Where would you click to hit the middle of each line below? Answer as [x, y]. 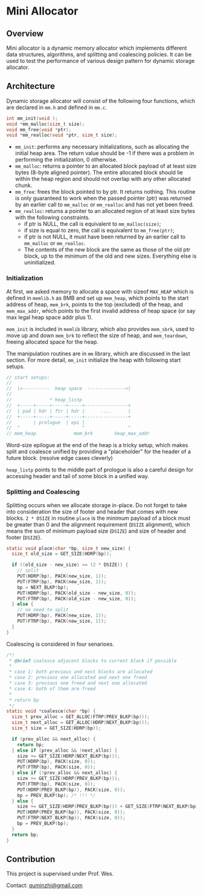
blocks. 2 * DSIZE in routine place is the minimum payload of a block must [98, 518]
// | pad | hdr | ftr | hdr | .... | [69, 411]
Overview [25, 34]
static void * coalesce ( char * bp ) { [51, 711]
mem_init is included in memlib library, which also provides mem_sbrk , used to [101, 329]
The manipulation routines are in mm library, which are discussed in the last [98, 353]
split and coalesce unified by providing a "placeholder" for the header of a [99, 451]
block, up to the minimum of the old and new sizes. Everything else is [110, 256]
